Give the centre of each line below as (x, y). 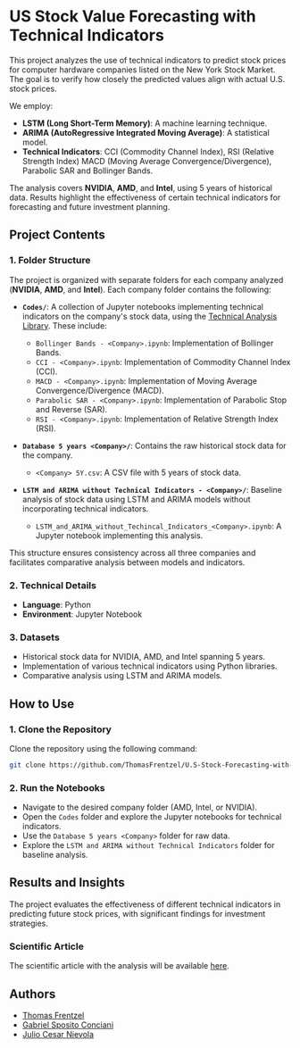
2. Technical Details (53, 585)
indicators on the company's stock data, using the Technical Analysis (150, 316)
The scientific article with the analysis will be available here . (119, 966)
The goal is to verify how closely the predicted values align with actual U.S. (147, 79)
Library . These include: (64, 325)
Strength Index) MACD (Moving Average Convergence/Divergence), (147, 161)
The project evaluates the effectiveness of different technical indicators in (145, 904)
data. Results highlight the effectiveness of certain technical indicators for (145, 197)
